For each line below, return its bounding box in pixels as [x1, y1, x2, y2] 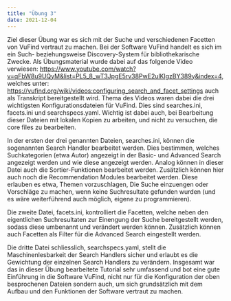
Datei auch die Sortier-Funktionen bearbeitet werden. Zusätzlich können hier [7, 166, 224, 174]
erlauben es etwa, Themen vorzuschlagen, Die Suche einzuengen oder [7, 180, 208, 188]
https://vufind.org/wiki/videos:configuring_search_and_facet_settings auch [7, 87, 219, 95]
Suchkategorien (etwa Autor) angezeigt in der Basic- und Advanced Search [7, 150, 221, 159]
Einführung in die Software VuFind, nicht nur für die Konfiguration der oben [7, 272, 220, 280]
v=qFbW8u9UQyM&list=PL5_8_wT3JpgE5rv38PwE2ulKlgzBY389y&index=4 [7, 71, 222, 80]
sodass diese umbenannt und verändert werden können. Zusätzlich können [7, 223, 221, 231]
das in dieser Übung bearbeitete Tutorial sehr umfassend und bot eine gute [7, 265, 220, 274]
